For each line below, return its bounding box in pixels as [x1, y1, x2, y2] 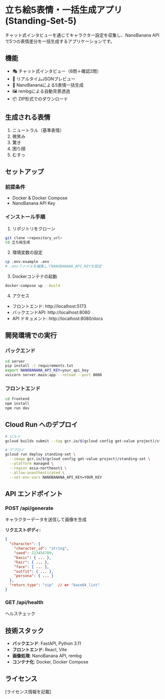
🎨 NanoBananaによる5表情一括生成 [12, 82, 84, 88]
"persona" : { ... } [14, 573, 54, 578]
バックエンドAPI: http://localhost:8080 [12, 309, 91, 315]
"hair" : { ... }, [14, 560, 50, 565]
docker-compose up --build [5, 284, 60, 288]
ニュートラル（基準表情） [12, 127, 64, 133]
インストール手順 [5, 214, 46, 221]
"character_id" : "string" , [14, 546, 69, 551]
